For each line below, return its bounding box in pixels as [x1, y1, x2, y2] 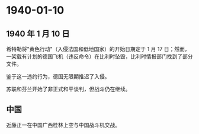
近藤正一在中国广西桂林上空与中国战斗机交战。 [6, 121, 120, 128]
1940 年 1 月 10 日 [6, 28, 70, 39]
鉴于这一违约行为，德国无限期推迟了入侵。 [6, 73, 110, 80]
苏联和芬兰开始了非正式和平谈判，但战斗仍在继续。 [6, 85, 131, 92]
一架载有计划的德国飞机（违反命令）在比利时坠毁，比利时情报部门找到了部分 [6, 53, 193, 60]
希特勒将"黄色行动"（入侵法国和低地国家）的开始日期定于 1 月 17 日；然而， [6, 46, 191, 52]
